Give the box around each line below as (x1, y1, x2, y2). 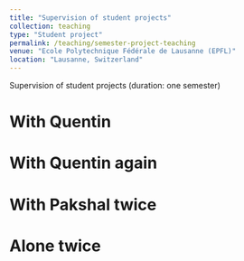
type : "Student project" (9, 30, 103, 39)
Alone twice (9, 236, 101, 256)
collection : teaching (9, 22, 91, 31)
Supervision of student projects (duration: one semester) (9, 80, 221, 90)
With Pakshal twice (9, 194, 157, 215)
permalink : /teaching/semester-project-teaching (9, 38, 196, 48)
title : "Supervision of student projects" (9, 13, 172, 23)
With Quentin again (9, 153, 158, 173)
